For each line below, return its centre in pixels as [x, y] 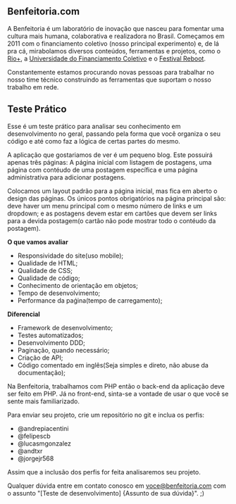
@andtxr [30, 451]
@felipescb [34, 436]
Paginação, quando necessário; [63, 350]
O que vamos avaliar [38, 241]
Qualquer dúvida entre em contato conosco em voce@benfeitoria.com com [117, 486]
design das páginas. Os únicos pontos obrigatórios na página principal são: [117, 198]
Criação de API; [40, 358]
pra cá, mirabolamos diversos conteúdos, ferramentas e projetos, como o [114, 51]
